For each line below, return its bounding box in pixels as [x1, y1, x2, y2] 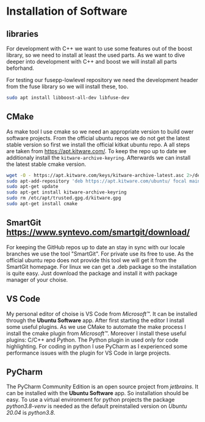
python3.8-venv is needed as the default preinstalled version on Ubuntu [6, 402, 187, 410]
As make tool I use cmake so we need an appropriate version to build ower [6, 127, 194, 135]
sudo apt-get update [6, 184, 59, 190]
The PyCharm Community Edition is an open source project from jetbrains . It [6, 383, 199, 390]
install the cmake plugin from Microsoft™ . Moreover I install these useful [6, 330, 187, 337]
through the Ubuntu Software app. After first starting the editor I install [6, 317, 185, 324]
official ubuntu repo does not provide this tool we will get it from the [6, 256, 177, 264]
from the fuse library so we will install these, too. [6, 83, 129, 90]
